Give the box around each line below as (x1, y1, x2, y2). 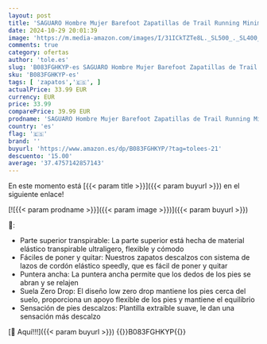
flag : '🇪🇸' (8, 129, 48, 137)
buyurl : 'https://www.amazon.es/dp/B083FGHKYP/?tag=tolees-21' (8, 145, 222, 153)
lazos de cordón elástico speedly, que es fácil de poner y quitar (19, 261, 228, 271)
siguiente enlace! (8, 190, 64, 199)
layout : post (8, 11, 52, 20)
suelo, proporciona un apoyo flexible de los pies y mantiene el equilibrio (19, 295, 256, 304)
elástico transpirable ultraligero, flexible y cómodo (19, 244, 184, 254)
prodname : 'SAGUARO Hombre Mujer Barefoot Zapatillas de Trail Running (8, 115, 250, 123)
